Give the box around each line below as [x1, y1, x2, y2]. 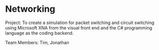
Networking [5, 3, 56, 15]
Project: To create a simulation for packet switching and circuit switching [5, 20, 155, 25]
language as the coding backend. [5, 30, 74, 36]
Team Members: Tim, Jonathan [5, 39, 69, 45]
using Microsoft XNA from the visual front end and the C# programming [5, 25, 153, 30]
